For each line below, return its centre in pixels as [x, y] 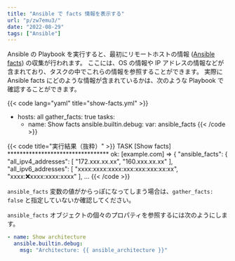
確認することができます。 [44, 89]
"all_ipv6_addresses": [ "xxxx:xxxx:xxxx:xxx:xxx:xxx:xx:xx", [93, 169]
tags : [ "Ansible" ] [34, 33]
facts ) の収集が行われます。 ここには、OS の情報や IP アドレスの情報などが [116, 63]
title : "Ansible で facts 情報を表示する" [66, 14]
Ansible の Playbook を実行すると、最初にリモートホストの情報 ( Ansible [111, 54]
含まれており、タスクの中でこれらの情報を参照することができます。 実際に [115, 72]
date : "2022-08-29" [36, 27]
